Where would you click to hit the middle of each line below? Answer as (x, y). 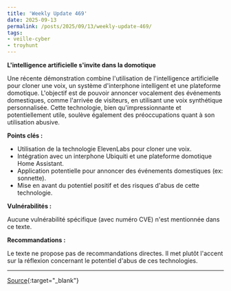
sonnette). (32, 178)
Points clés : (25, 136)
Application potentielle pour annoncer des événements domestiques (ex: (120, 171)
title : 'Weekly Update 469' (47, 13)
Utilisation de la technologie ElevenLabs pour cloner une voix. (104, 149)
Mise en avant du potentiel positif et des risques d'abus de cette (108, 185)
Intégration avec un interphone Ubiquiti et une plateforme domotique (114, 156)
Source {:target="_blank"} (43, 280)
